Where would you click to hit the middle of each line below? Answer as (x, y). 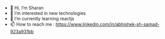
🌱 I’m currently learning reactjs (42, 18)
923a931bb (22, 31)
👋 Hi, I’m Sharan (27, 8)
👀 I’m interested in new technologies (48, 13)
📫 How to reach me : (32, 24)
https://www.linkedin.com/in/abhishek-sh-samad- (108, 24)
